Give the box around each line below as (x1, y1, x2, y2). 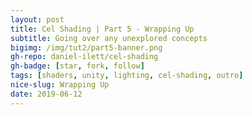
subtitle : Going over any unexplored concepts (10, 33, 208, 43)
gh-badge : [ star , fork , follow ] (10, 61, 145, 71)
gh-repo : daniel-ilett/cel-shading (10, 52, 159, 62)
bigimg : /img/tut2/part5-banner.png (10, 42, 163, 53)
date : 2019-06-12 (10, 89, 83, 99)
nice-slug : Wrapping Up (10, 80, 110, 90)
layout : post (10, 14, 65, 25)
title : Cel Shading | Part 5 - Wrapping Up (10, 24, 195, 34)
